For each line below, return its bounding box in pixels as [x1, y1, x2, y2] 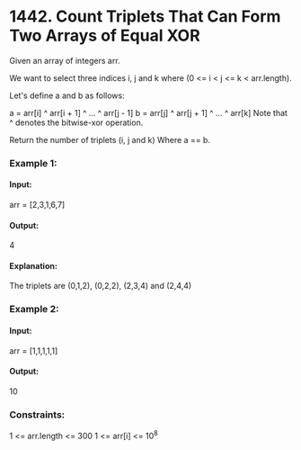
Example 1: [9, 157, 58, 169]
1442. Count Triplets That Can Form [9, 6, 281, 27]
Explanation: [9, 260, 58, 271]
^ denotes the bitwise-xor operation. [9, 117, 144, 128]
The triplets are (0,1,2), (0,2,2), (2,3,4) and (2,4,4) [9, 281, 192, 292]
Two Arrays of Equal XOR [9, 25, 200, 46]
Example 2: [9, 303, 59, 316]
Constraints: [9, 408, 66, 420]
